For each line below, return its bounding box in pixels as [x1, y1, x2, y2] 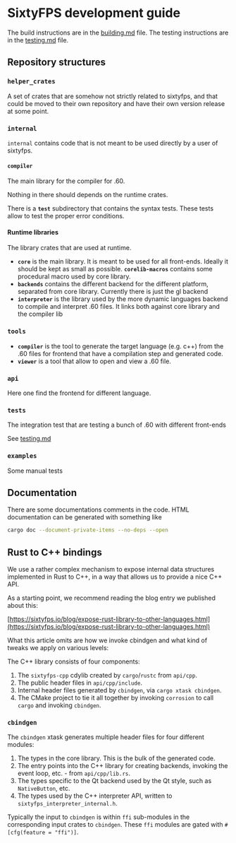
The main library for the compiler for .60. [7, 177, 125, 185]
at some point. [7, 107, 49, 115]
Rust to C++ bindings [7, 546, 102, 558]
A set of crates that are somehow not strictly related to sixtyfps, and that [7, 92, 218, 100]
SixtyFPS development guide [7, 5, 181, 21]
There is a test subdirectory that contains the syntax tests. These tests [7, 204, 213, 213]
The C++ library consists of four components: [7, 657, 140, 666]
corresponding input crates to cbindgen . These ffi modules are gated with [7, 820, 223, 829]
